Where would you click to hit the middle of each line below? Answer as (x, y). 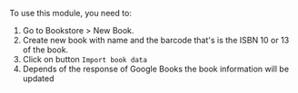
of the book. (45, 50)
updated (38, 79)
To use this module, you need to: (70, 13)
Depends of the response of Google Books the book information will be (155, 69)
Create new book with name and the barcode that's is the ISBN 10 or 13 (156, 40)
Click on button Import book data (85, 59)
